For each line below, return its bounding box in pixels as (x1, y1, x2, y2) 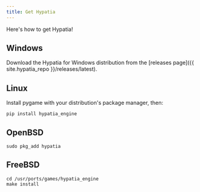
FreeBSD (6, 160, 40, 170)
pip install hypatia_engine (6, 111, 78, 117)
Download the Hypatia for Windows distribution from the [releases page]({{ (6, 59, 195, 67)
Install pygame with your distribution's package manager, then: (6, 99, 164, 107)
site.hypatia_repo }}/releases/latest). (6, 65, 98, 73)
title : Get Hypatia (6, 8, 56, 15)
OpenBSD (6, 127, 44, 137)
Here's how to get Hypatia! (6, 25, 73, 33)
